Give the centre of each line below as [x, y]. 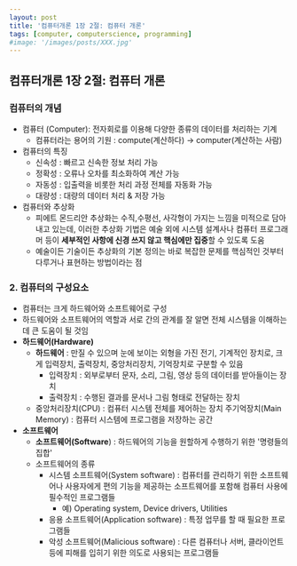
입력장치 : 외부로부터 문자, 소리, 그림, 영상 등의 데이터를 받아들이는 [163, 375]
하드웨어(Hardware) [58, 342]
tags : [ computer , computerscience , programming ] [101, 34]
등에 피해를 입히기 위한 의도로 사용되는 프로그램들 [134, 553]
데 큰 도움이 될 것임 [55, 331]
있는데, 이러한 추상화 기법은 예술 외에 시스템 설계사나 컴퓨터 [155, 228]
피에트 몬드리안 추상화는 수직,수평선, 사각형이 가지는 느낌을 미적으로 [152, 218]
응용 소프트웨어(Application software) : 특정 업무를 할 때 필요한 [159, 520]
